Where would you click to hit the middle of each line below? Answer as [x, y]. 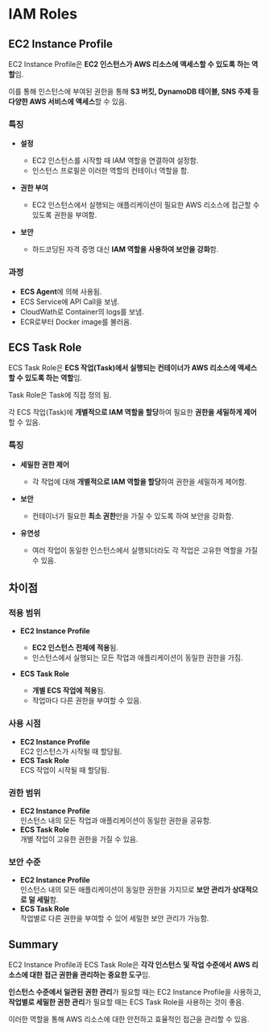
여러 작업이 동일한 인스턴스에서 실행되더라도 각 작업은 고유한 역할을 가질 [145, 550]
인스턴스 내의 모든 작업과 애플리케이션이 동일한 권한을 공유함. [116, 820]
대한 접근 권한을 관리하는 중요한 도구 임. [90, 975]
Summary [33, 944]
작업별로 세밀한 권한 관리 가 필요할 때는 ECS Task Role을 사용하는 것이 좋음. [126, 1002]
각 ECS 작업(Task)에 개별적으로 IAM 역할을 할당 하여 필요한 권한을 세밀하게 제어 [133, 412]
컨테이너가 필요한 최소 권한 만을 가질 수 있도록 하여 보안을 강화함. [133, 515]
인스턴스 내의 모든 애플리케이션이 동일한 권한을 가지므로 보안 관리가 [125, 890]
